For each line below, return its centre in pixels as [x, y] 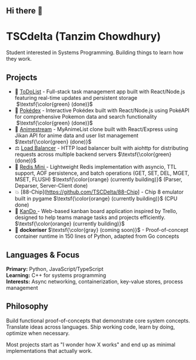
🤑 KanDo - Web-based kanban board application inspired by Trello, [96, 211]
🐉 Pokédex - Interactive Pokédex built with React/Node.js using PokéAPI [102, 110]
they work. [19, 59]
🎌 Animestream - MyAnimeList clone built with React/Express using [96, 129]
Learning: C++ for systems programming [56, 275]
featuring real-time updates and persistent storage [76, 98]
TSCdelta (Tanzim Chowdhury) [83, 36]
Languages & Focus [43, 255]
